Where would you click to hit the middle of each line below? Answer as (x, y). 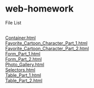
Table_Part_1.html (23, 75)
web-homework (39, 9)
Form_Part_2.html (23, 59)
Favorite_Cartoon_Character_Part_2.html (47, 48)
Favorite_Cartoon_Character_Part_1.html (46, 43)
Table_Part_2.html (24, 80)
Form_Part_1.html (23, 54)
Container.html (21, 38)
